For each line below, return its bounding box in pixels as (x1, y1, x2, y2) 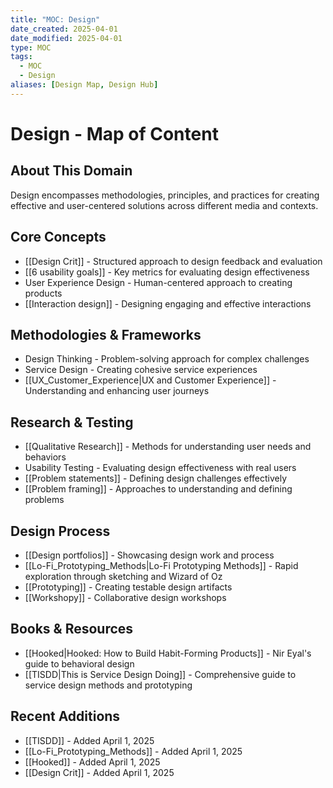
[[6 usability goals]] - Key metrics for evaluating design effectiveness (24, 266, 310, 278)
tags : (10, 52, 33, 62)
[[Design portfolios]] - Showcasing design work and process (24, 549, 275, 561)
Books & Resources (10, 621, 134, 638)
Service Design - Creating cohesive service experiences (24, 364, 258, 376)
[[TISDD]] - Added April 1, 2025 (24, 734, 155, 746)
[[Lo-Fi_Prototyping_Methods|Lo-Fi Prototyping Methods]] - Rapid (24, 560, 299, 571)
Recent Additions (10, 708, 121, 725)
